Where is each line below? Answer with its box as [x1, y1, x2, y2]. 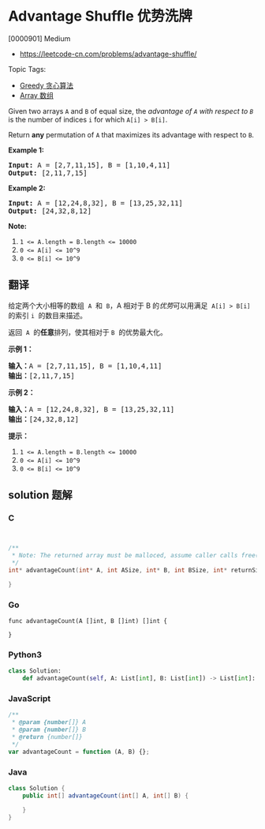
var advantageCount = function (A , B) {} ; [8, 748, 150, 756]
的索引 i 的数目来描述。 [8, 310, 87, 320]
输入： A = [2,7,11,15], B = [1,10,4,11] [8, 361, 162, 370]
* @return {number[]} [11, 733, 83, 741]
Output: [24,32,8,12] [8, 206, 92, 216]
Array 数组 [19, 90, 54, 99]
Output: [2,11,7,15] [8, 168, 88, 178]
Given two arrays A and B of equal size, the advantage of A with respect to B [8, 106, 254, 115]
